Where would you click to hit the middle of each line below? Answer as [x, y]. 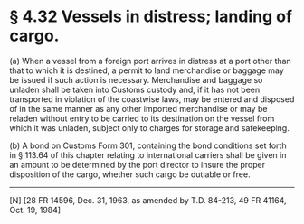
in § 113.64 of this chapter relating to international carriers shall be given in [148, 154]
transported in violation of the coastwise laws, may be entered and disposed [152, 99]
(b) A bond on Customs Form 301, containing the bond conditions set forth [148, 145]
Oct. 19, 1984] [35, 210]
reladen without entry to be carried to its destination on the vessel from [142, 118]
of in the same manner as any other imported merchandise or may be [138, 108]
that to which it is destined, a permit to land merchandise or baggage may [147, 70]
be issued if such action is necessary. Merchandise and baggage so [136, 79]
